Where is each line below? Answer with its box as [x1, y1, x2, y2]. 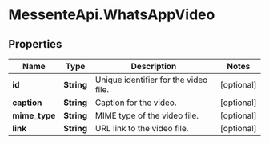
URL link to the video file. [94, 123, 189, 134]
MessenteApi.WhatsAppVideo [8, 6, 215, 24]
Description [130, 61, 177, 72]
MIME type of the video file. [94, 110, 199, 121]
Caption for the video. [94, 97, 177, 108]
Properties [8, 37, 62, 51]
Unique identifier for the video [94, 74, 208, 85]
